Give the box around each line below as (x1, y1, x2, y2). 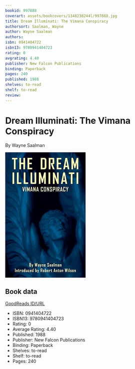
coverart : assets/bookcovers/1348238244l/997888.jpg (5, 13, 117, 19)
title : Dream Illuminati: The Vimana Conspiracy (5, 19, 108, 24)
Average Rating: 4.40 (12, 326, 56, 332)
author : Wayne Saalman (5, 29, 52, 35)
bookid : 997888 (5, 8, 37, 13)
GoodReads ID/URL (5, 301, 45, 307)
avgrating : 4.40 (5, 56, 39, 61)
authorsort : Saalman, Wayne (5, 24, 64, 29)
